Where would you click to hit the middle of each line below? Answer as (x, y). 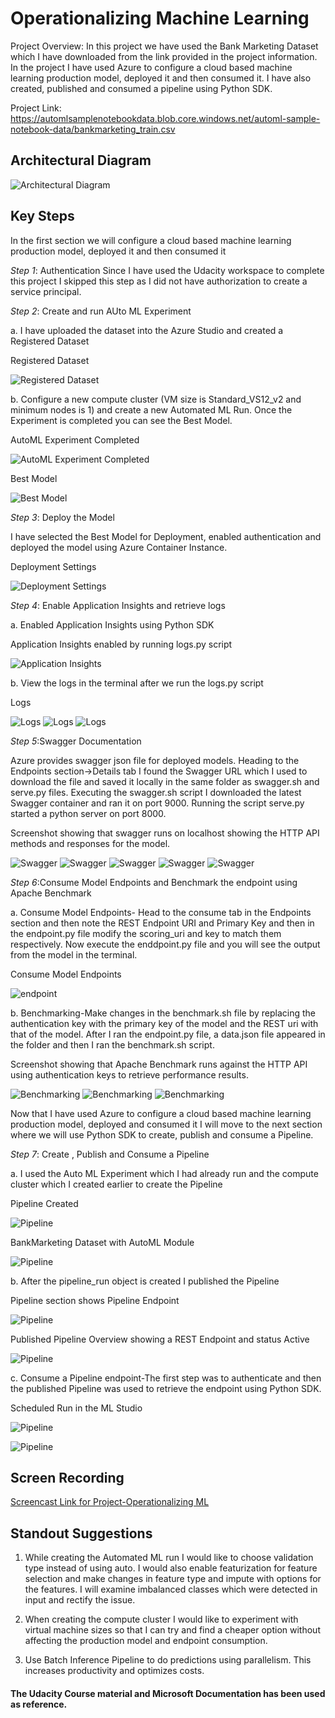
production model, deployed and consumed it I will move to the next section (166, 1124)
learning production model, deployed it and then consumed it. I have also (161, 78)
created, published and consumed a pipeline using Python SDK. (141, 88)
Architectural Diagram (81, 160)
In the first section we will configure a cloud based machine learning (151, 240)
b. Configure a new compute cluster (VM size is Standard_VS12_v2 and (156, 399)
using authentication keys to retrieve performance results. (129, 1074)
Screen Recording (67, 1477)
